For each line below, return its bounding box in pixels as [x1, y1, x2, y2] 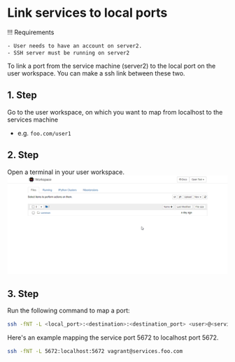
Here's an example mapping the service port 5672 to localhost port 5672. [7, 333, 219, 342]
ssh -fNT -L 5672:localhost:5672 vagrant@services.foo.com [7, 348, 183, 355]
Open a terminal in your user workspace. [7, 168, 124, 176]
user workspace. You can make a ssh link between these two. [7, 68, 185, 78]
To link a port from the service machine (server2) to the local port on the [7, 61, 216, 70]
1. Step [7, 89, 37, 101]
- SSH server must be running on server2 [7, 49, 130, 57]
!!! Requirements [7, 28, 55, 36]
